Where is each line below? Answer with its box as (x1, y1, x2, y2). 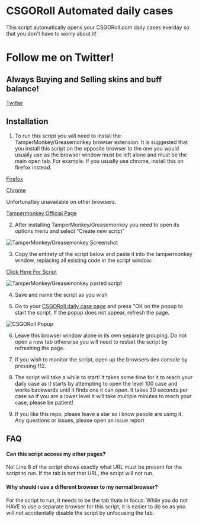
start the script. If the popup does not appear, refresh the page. (14, 309, 170, 316)
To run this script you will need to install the (14, 132, 121, 139)
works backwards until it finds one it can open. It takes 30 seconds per (14, 386, 188, 393)
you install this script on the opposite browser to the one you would (14, 145, 179, 152)
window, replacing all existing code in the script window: (14, 257, 153, 264)
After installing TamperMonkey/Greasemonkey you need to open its (14, 221, 179, 228)
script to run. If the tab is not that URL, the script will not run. (6, 470, 154, 477)
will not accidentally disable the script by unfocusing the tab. (6, 509, 155, 516)
